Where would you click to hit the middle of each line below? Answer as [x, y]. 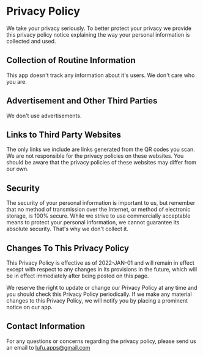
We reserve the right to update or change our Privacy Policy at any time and [102, 288]
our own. [17, 169]
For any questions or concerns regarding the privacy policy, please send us [102, 341]
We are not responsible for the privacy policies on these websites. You [95, 156]
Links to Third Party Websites [64, 135]
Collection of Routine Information [71, 60]
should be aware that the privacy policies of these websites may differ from [102, 163]
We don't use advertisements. [44, 116]
